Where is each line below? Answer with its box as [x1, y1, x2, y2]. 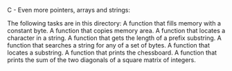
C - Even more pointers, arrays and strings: [7, 6, 130, 14]
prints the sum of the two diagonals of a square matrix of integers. [7, 56, 196, 64]
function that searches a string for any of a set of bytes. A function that [7, 41, 210, 49]
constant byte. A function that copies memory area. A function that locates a [7, 27, 226, 34]
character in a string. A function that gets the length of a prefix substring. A [7, 34, 222, 42]
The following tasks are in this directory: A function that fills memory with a [7, 19, 222, 27]
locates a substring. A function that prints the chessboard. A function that [7, 48, 217, 57]
